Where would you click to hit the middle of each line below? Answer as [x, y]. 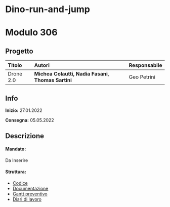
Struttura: [16, 172]
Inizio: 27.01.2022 [24, 110]
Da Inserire [17, 160]
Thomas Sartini [53, 80]
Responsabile [145, 65]
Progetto [19, 51]
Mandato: [16, 149]
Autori [42, 65]
